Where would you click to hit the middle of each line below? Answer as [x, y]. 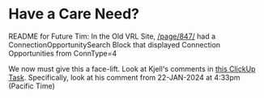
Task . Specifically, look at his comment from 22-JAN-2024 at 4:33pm [124, 77]
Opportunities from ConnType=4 [63, 53]
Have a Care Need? [74, 14]
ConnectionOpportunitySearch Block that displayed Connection [115, 44]
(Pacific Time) [32, 86]
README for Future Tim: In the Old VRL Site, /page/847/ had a [112, 36]
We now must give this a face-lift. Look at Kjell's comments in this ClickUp [132, 68]
